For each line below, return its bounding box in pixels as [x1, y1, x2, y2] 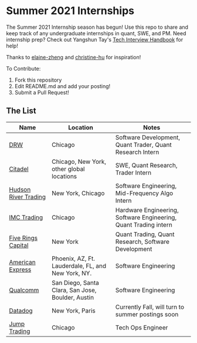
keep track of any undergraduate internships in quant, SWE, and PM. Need [6, 29, 186, 36]
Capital [9, 241, 29, 249]
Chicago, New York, [52, 157, 107, 166]
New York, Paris [52, 307, 96, 315]
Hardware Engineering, [115, 206, 179, 214]
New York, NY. [52, 269, 92, 277]
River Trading [9, 193, 46, 201]
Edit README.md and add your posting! [14, 82, 111, 89]
